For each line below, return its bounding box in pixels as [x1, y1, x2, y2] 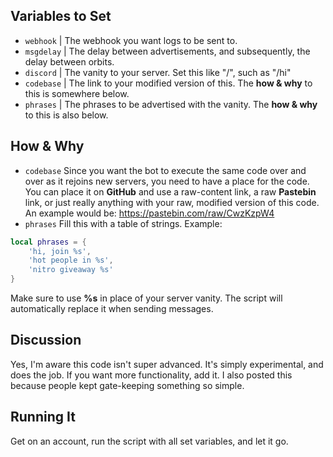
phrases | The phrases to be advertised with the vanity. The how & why [24, 98, 318, 110]
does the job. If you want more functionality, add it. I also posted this [10, 369, 293, 381]
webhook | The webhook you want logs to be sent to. [24, 34, 238, 46]
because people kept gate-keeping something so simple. [10, 379, 245, 391]
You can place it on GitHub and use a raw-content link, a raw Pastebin [24, 185, 317, 198]
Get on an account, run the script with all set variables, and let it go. [10, 435, 289, 447]
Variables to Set [10, 8, 112, 25]
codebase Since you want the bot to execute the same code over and [24, 164, 307, 176]
